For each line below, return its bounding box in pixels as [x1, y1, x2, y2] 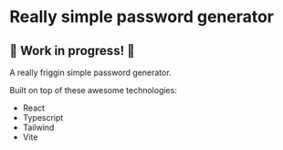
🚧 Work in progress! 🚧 [9, 43, 135, 59]
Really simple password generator [9, 6, 275, 27]
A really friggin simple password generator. [9, 67, 172, 78]
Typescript [22, 112, 64, 123]
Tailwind [22, 122, 55, 133]
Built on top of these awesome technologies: [9, 85, 178, 95]
